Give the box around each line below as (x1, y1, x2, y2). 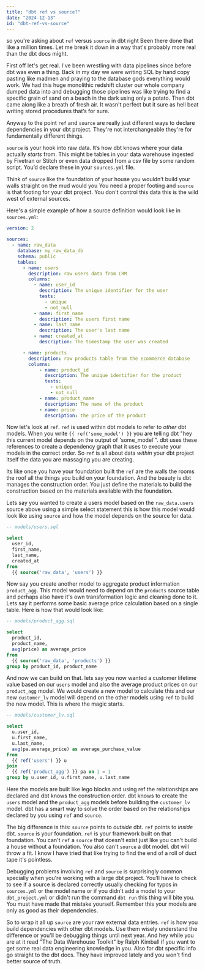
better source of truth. (6, 958, 62, 964)
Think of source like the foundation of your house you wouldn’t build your (6, 176, 191, 183)
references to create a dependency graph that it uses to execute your (6, 443, 182, 450)
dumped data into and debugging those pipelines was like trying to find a (6, 88, 191, 95)
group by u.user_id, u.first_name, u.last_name (6, 775, 130, 781)
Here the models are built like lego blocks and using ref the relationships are (6, 786, 199, 793)
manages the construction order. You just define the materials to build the (6, 481, 192, 488)
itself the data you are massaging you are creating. (6, 456, 135, 463)
